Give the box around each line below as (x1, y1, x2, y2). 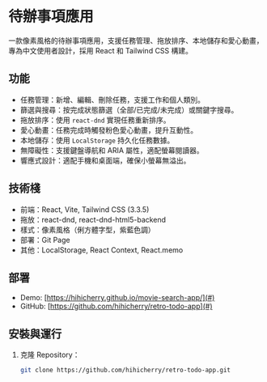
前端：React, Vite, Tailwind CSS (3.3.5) (19, 204, 150, 214)
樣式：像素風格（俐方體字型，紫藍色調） (19, 224, 155, 235)
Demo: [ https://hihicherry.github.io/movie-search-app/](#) (19, 293, 215, 303)
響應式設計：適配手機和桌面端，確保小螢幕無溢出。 (19, 155, 191, 165)
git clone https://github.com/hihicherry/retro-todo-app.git (19, 366, 231, 375)
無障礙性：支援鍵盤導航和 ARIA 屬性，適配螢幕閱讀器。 (19, 145, 204, 155)
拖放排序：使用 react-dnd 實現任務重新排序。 (19, 115, 172, 125)
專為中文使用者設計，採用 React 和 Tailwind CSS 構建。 (8, 45, 193, 55)
